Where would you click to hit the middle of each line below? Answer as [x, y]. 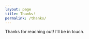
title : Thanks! [20, 14]
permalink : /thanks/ [26, 18]
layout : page [18, 9]
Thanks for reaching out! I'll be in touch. [45, 32]
